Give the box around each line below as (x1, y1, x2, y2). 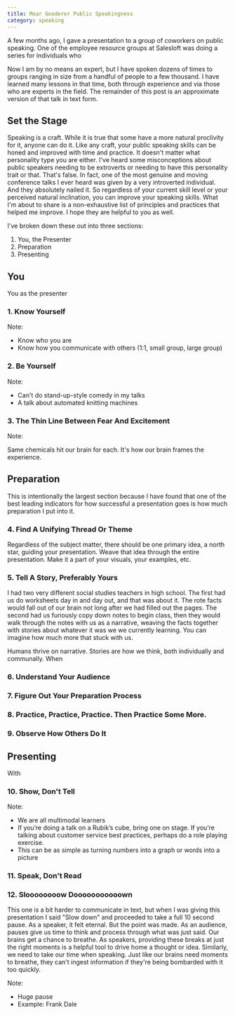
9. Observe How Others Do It (7, 728, 107, 738)
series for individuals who (7, 51, 82, 60)
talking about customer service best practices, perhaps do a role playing (17, 831, 228, 839)
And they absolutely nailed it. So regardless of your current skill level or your (7, 185, 228, 194)
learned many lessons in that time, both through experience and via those (7, 79, 220, 88)
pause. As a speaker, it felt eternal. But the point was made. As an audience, (7, 921, 228, 929)
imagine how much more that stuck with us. (7, 634, 133, 642)
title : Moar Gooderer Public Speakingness (7, 10, 133, 18)
